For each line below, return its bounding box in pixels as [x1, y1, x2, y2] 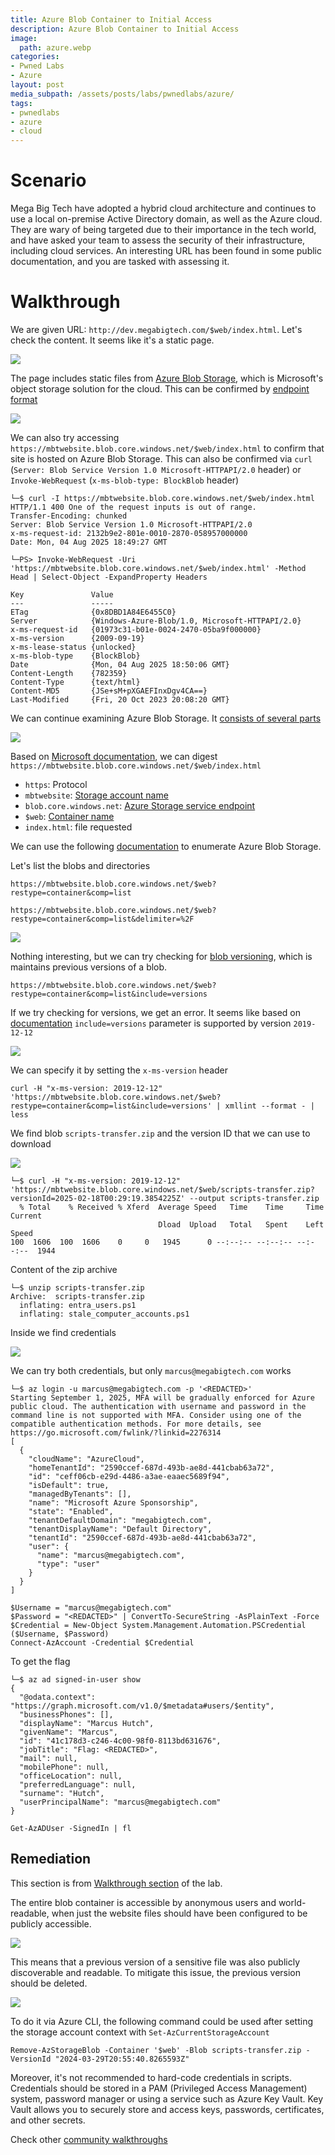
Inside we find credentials [10, 1327, 117, 1338]
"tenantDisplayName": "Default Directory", [28, 1524, 213, 1534]
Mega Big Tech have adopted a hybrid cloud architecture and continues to [10, 202, 317, 215]
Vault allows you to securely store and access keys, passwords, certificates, [10, 2103, 325, 2115]
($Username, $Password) [10, 1629, 110, 1639]
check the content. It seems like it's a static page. [10, 334, 215, 346]
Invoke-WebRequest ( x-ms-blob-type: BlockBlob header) [10, 474, 240, 486]
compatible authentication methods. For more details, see [10, 1419, 262, 1429]
